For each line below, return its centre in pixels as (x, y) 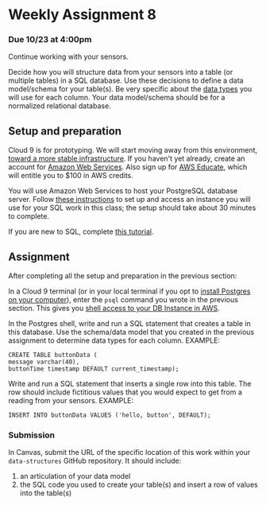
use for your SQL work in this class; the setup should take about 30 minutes (132, 208)
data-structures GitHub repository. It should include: (95, 461)
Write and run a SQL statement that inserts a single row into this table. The (130, 384)
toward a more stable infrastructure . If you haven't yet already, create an (127, 159)
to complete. (29, 216)
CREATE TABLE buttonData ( (53, 355)
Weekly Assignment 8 (83, 15)
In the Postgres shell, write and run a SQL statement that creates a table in (130, 324)
